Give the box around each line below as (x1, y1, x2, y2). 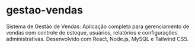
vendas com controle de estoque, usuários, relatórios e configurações (6, 29, 178, 36)
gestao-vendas (6, 4, 83, 17)
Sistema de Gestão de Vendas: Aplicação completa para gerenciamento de (6, 23, 190, 30)
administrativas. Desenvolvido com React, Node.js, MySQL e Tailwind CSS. (6, 35, 189, 42)
